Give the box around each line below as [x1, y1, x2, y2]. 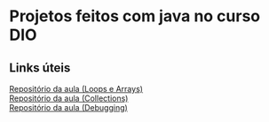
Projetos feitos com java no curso [9, 6, 261, 27]
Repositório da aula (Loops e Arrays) [9, 84, 144, 94]
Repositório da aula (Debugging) [9, 103, 129, 112]
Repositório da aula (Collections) [9, 93, 129, 103]
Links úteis [9, 60, 71, 75]
